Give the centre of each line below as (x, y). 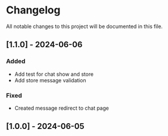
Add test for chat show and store (54, 74)
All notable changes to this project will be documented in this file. (85, 26)
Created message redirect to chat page (62, 108)
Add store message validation (50, 80)
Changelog (33, 10)
